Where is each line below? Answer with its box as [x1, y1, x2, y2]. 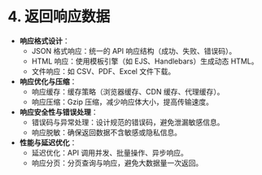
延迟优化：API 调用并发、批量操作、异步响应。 [31, 147, 188, 157]
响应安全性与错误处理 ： [19, 107, 98, 116]
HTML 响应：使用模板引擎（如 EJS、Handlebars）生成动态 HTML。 [31, 56, 259, 66]
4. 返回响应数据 [7, 7, 111, 26]
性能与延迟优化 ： [19, 138, 77, 147]
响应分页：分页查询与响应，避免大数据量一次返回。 [31, 158, 203, 168]
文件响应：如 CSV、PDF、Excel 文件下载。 [31, 66, 176, 76]
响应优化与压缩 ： [19, 77, 77, 86]
